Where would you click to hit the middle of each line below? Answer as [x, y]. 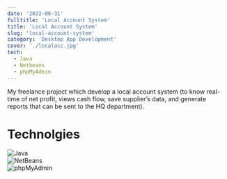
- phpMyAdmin [32, 71]
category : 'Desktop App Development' [62, 40]
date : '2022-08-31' [36, 14]
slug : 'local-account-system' [51, 33]
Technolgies [44, 134]
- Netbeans [29, 65]
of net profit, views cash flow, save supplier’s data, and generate [114, 99]
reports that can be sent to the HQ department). [76, 106]
